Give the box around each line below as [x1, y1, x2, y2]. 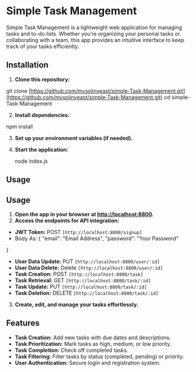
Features [6, 318, 40, 328]
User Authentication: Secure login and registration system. [14, 359, 161, 366]
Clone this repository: [14, 75, 70, 83]
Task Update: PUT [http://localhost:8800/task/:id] [14, 283, 147, 290]
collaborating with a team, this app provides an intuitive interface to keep [6, 36, 185, 43]
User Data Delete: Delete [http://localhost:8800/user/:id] [14, 264, 163, 271]
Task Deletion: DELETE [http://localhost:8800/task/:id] [14, 289, 159, 297]
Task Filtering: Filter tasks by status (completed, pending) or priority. [14, 352, 184, 360]
